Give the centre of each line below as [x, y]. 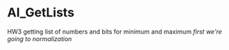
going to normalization [40, 38]
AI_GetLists [41, 13]
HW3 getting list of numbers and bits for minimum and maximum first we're [114, 32]
